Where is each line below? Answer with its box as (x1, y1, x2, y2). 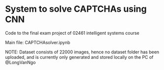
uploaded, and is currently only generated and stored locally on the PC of (5, 54, 154, 60)
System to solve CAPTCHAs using (5, 3, 147, 15)
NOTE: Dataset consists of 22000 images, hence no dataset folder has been (5, 49, 160, 55)
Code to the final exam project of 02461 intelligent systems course (5, 30, 140, 36)
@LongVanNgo (5, 59, 36, 65)
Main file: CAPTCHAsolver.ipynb (5, 39, 70, 45)
